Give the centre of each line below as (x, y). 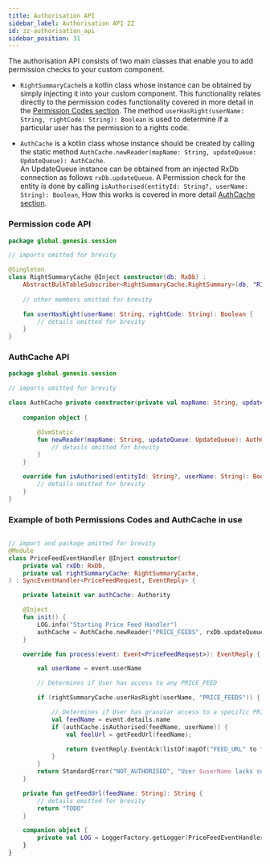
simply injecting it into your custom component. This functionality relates (140, 94)
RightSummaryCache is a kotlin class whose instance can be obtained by (135, 85)
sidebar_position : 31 (45, 38)
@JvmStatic (55, 432)
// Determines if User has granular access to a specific (150, 712)
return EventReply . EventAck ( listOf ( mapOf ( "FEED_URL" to (161, 749)
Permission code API (50, 224)
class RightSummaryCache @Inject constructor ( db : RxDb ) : (107, 277)
